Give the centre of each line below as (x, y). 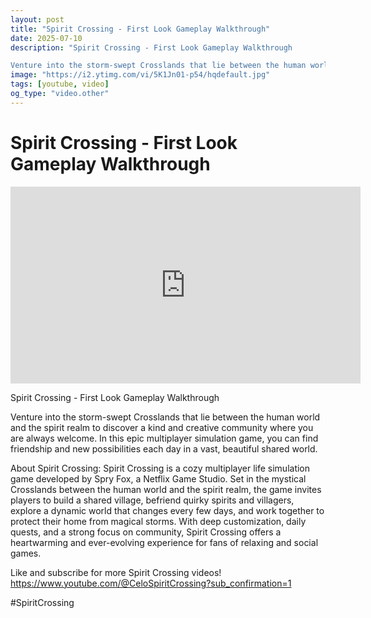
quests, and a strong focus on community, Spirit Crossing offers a (146, 532)
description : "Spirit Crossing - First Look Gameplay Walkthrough (151, 47)
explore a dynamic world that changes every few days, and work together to (167, 510)
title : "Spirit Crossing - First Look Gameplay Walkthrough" (140, 29)
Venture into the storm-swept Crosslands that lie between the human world (165, 417)
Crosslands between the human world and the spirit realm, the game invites (166, 489)
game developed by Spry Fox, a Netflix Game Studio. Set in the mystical (158, 478)
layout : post (37, 19)
